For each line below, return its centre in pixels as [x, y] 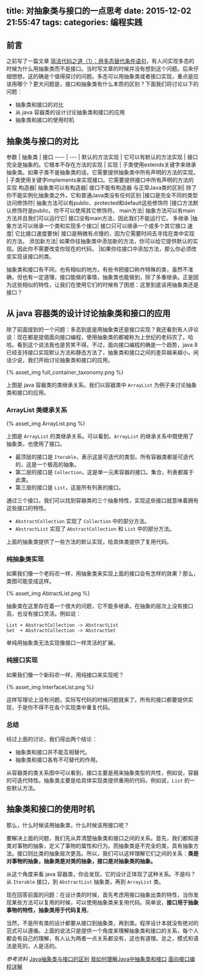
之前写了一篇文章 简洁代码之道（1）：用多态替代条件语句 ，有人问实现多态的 [100, 61]
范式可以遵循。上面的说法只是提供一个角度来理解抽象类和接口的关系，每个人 [103, 930]
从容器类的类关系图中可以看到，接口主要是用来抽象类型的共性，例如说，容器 [103, 773]
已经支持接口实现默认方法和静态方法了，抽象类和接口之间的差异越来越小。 [100, 352]
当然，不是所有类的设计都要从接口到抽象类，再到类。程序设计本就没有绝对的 [103, 923]
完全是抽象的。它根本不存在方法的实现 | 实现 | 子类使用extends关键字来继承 [101, 165]
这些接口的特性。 [28, 508]
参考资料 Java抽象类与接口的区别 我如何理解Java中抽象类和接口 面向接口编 [101, 959]
